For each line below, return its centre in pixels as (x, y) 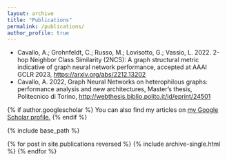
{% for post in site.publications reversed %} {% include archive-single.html (114, 144)
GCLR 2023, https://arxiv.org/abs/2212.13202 (81, 75)
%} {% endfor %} (32, 151)
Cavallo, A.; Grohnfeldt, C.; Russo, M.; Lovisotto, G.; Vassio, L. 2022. (114, 53)
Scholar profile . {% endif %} (47, 117)
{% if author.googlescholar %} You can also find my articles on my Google (113, 110)
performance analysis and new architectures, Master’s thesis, (105, 89)
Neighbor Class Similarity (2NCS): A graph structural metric (115, 60)
